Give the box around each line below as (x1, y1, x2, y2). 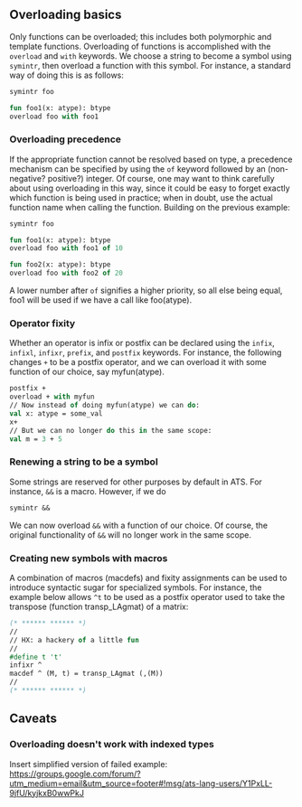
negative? (9, 173, 46, 183)
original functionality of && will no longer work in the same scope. (9, 529, 251, 540)
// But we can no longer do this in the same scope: (9, 426, 212, 435)
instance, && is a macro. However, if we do (9, 485, 166, 496)
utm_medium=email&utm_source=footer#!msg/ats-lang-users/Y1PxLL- (9, 777, 273, 789)
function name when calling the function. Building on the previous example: (9, 202, 291, 212)
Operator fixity (9, 317, 76, 330)
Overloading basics (9, 7, 122, 23)
